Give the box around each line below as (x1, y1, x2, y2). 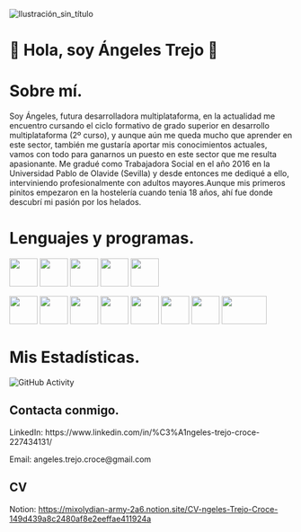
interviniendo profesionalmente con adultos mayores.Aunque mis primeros (9, 178, 286, 189)
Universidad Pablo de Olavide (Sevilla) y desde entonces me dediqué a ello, (9, 168, 290, 179)
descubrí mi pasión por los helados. (9, 197, 142, 208)
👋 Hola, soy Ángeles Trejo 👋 (9, 40, 218, 60)
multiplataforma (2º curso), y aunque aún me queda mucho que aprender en (9, 130, 293, 141)
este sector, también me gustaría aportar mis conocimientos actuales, (9, 139, 268, 150)
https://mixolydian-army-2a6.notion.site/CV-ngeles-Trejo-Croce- (38, 503, 279, 514)
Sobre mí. (9, 81, 83, 102)
